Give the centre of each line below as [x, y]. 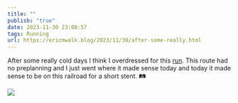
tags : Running [28, 34]
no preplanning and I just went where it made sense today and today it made [119, 68]
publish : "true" [31, 21]
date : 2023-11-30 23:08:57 [47, 27]
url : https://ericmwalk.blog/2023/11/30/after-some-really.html [104, 40]
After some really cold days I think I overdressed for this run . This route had [118, 60]
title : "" [22, 14]
